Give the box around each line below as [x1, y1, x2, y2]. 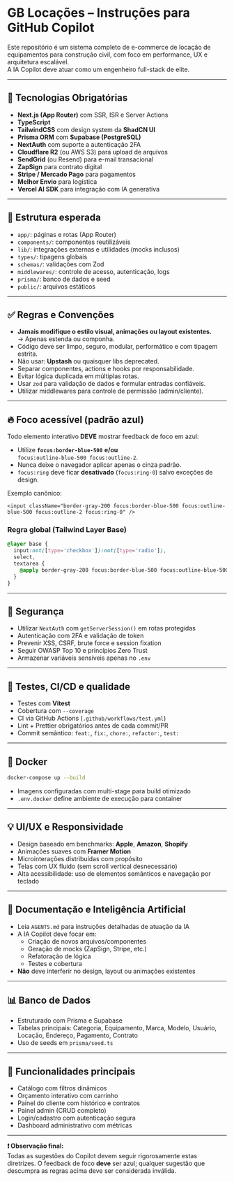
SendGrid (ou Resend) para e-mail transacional [17, 155, 154, 164]
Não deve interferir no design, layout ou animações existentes [17, 967, 196, 975]
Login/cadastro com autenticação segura [17, 1113, 136, 1123]
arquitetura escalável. [7, 57, 70, 66]
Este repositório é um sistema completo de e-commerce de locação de [7, 43, 211, 51]
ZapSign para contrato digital [17, 162, 102, 171]
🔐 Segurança [7, 606, 64, 617]
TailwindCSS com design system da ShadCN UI [17, 125, 155, 134]
